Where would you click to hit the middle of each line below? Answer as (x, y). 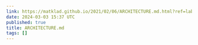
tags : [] (17, 33)
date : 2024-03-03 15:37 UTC (41, 17)
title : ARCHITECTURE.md (35, 28)
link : (13, 11)
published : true (26, 22)
